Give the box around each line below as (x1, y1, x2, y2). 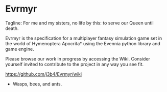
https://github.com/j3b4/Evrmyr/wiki (5, 71, 82, 77)
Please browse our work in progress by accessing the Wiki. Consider (5, 55, 151, 62)
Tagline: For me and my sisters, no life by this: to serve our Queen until (5, 20, 154, 26)
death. (5, 25, 19, 31)
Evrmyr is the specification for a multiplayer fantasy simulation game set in (5, 35, 162, 41)
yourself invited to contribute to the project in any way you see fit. (5, 61, 144, 67)
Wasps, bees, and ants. (12, 81, 62, 87)
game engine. (5, 46, 34, 52)
